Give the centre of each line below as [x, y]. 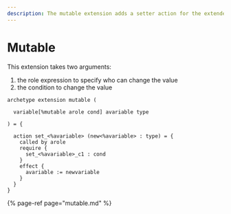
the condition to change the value [65, 87]
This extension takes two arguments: [59, 67]
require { [34, 148]
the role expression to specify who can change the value [97, 80]
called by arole [43, 142]
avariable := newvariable [62, 172]
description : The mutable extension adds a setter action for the [104, 13]
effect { [32, 166]
